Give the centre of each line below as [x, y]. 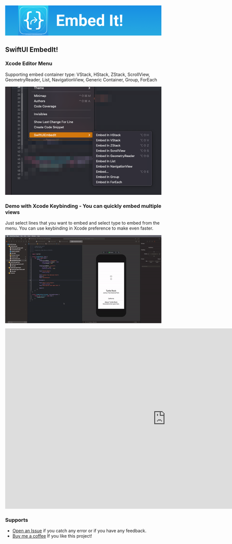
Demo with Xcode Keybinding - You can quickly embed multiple [83, 206]
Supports [17, 520]
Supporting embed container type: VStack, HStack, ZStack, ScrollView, [78, 74]
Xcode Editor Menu [29, 63]
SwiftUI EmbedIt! [32, 49]
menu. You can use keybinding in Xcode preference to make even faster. [79, 228]
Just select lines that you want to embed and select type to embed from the [83, 223]
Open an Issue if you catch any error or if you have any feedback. [79, 531]
